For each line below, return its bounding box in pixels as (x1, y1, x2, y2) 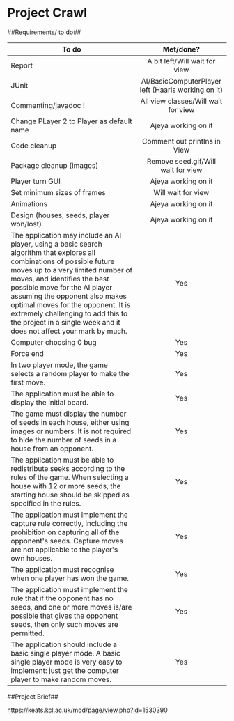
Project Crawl (7, 5, 88, 21)
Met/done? (162, 44, 201, 54)
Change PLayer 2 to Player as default (10, 116, 132, 126)
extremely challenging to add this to (10, 309, 128, 318)
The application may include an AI (10, 230, 122, 240)
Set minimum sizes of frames (10, 187, 106, 197)
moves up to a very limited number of (10, 265, 133, 274)
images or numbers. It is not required (10, 426, 132, 436)
